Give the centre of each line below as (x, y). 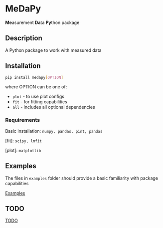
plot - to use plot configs (38, 97)
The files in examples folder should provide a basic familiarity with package (82, 178)
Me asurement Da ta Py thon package (42, 22)
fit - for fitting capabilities (40, 102)
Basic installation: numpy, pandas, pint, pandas (54, 131)
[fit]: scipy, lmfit (24, 141)
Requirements (23, 120)
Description (24, 38)
